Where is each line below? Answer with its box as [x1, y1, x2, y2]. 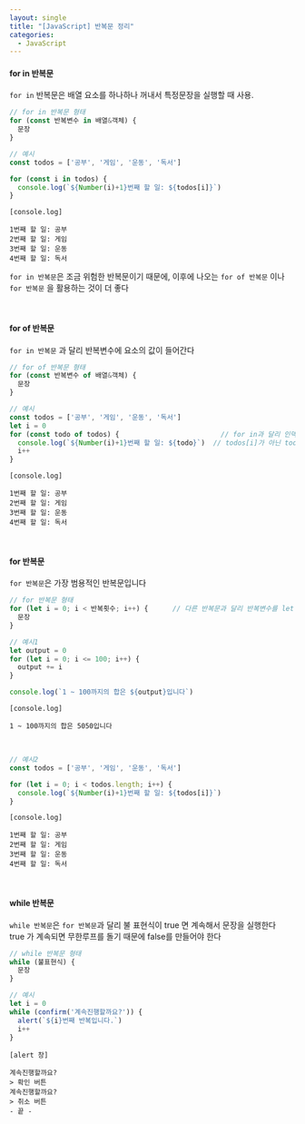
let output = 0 [9, 646, 67, 655]
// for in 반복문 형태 [9, 108, 86, 117]
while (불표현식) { [9, 957, 75, 967]
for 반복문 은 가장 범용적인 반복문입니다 [9, 577, 147, 588]
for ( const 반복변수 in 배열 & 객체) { [9, 116, 137, 125]
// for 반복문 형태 [9, 596, 74, 605]
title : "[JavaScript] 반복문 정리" [9, 22, 134, 31]
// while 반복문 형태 [9, 949, 82, 958]
